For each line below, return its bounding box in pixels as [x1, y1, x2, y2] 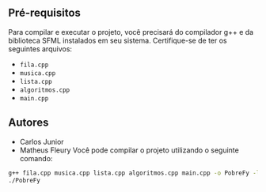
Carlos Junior [19, 137, 65, 146]
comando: [19, 153, 53, 163]
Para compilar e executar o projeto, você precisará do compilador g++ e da [8, 27, 254, 36]
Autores [8, 116, 49, 130]
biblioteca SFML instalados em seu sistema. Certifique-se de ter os [8, 36, 227, 45]
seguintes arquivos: [8, 43, 73, 54]
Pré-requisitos [8, 6, 82, 20]
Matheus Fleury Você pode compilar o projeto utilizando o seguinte [19, 145, 239, 155]
